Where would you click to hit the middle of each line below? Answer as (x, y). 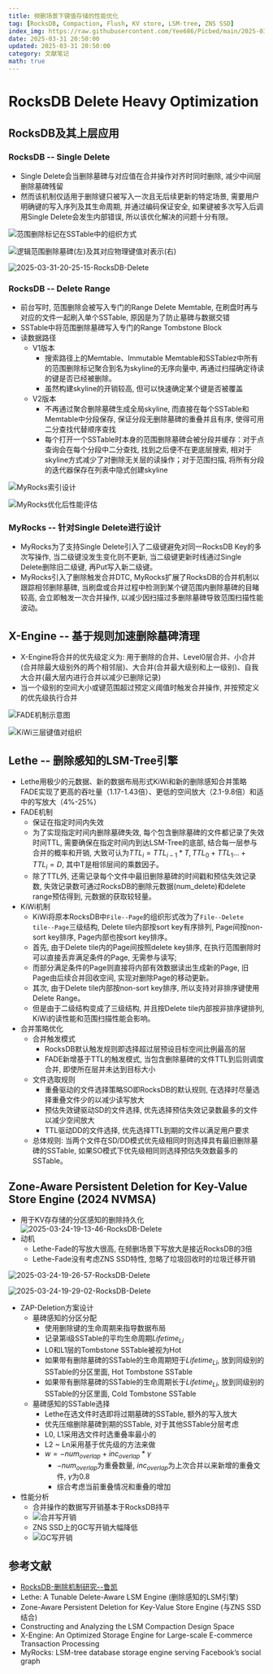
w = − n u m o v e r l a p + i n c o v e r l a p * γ (98, 1454)
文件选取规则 (54, 1079)
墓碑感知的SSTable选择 (71, 1403)
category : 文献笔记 (39, 54)
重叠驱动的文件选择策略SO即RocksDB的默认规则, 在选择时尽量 (149, 1089)
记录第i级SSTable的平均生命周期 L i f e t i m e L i (114, 1339)
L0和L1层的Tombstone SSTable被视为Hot (113, 1350)
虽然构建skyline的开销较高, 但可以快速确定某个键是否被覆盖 (144, 389)
